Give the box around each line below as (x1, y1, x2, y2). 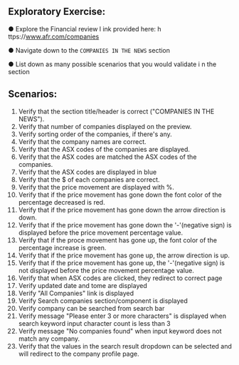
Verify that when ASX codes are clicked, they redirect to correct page (18, 274, 223, 282)
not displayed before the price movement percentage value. (18, 266, 194, 274)
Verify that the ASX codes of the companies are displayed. (18, 145, 191, 153)
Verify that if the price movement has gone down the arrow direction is (18, 205, 226, 214)
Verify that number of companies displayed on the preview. (18, 122, 192, 130)
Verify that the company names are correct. (18, 137, 147, 145)
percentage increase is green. (18, 243, 107, 252)
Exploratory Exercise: (8, 6, 106, 18)
